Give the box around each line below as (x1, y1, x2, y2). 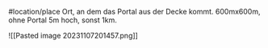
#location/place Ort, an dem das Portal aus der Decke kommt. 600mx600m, (8, 7, 261, 16)
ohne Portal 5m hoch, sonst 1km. (8, 15, 117, 25)
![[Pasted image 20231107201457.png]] (8, 31, 139, 40)
